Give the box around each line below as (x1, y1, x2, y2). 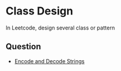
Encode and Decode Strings (14, 57, 85, 64)
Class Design (5, 4, 73, 18)
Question (5, 42, 41, 52)
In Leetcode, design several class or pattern (5, 24, 116, 31)
